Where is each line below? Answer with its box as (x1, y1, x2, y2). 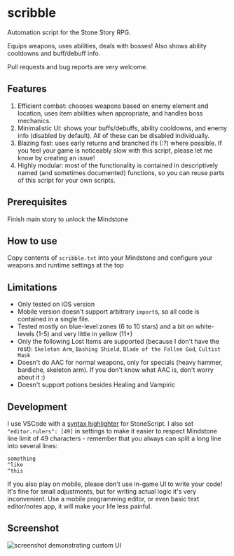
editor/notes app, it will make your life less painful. (7, 502, 152, 510)
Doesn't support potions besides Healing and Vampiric (17, 380, 176, 389)
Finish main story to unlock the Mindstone (7, 215, 128, 223)
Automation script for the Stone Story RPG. (7, 28, 131, 36)
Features (7, 83, 47, 95)
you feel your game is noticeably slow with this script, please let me (17, 146, 214, 155)
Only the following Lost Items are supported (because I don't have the (17, 338, 219, 346)
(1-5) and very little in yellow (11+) (36, 330, 133, 338)
